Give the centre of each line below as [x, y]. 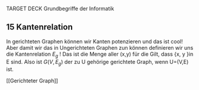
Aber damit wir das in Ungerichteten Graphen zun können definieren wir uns [100, 47]
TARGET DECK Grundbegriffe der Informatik [60, 9]
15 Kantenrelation [40, 27]
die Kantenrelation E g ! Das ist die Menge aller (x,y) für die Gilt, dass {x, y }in [100, 54]
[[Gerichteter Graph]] [32, 81]
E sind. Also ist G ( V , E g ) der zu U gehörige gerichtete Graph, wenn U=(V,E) [97, 62]
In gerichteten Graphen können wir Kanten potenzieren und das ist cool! [94, 41]
